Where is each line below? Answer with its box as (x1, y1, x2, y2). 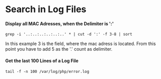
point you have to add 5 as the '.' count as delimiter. (5, 46, 113, 52)
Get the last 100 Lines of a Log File (5, 57, 78, 64)
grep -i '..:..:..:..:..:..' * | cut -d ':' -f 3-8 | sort (5, 32, 133, 37)
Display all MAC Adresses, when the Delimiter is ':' (5, 20, 114, 26)
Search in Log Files (5, 4, 87, 15)
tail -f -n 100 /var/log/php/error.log (5, 69, 90, 74)
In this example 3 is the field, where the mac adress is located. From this (5, 41, 156, 47)
